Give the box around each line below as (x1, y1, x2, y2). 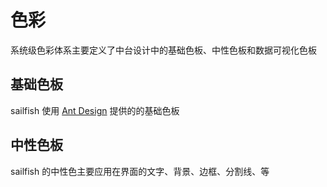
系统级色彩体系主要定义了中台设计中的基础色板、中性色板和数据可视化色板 (10, 44, 317, 56)
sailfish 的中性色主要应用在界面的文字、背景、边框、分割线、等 (10, 165, 270, 177)
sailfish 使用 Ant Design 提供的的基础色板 (10, 104, 180, 116)
